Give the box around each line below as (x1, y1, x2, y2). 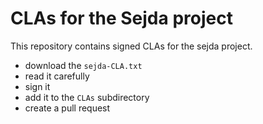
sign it (24, 80, 51, 92)
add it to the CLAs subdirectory (24, 91, 150, 103)
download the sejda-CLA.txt (24, 59, 143, 71)
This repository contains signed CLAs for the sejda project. (10, 40, 253, 52)
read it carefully (24, 70, 90, 82)
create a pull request (24, 102, 111, 114)
